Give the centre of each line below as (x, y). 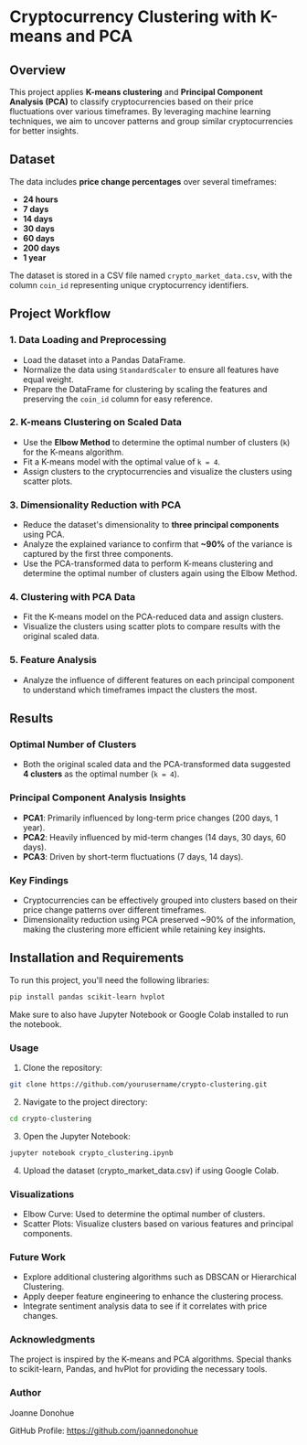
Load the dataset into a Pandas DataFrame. (104, 359)
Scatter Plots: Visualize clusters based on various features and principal (158, 1224)
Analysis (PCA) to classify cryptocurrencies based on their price (132, 102)
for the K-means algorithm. (73, 452)
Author (26, 1393)
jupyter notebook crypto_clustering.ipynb (91, 1153)
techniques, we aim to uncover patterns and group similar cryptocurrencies (152, 121)
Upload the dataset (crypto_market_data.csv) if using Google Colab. (151, 1170)
